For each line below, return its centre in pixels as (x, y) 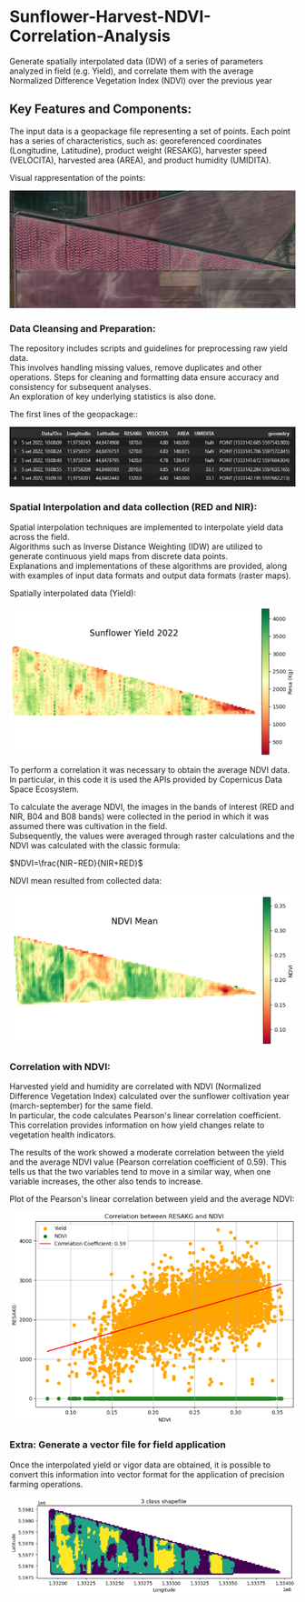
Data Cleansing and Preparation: (83, 328)
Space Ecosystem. (44, 789)
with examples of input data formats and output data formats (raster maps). (151, 576)
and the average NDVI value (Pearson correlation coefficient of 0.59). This (148, 1162)
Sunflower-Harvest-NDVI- (110, 17)
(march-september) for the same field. (81, 1106)
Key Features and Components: (101, 110)
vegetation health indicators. (63, 1135)
